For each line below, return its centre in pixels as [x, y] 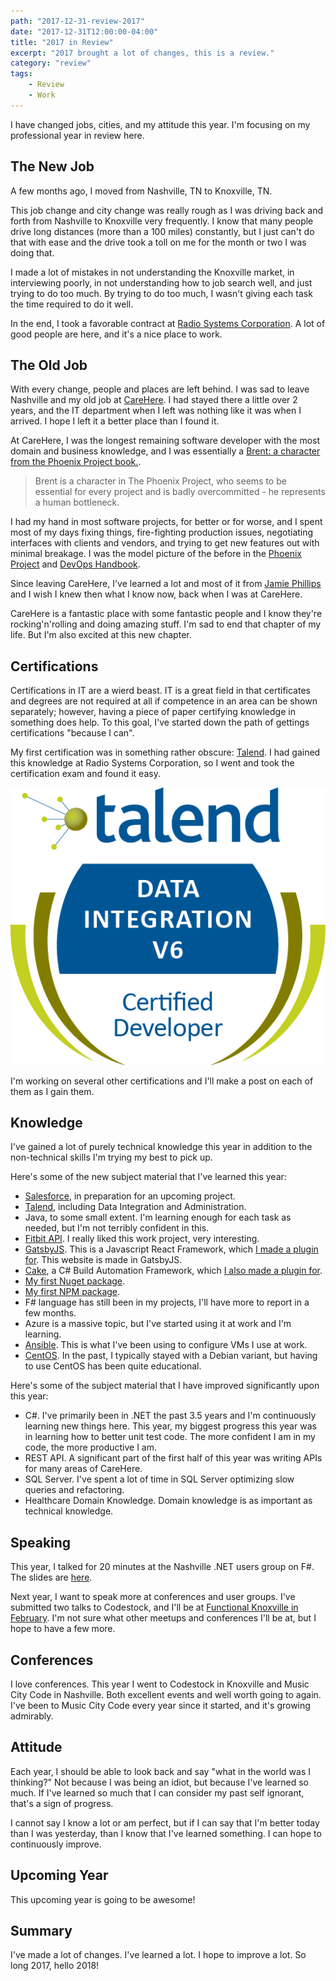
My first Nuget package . [75, 1281]
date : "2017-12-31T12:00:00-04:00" [84, 31]
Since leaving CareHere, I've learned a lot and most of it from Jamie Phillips [166, 584]
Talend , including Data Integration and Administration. [135, 1207]
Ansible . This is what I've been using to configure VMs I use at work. [166, 1345]
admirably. [32, 1716]
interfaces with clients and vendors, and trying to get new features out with [165, 543]
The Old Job [49, 365]
